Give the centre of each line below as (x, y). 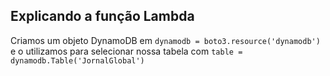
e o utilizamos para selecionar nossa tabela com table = (126, 51)
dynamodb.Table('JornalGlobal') (77, 60)
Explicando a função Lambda (102, 16)
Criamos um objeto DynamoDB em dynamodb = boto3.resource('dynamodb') (165, 40)
